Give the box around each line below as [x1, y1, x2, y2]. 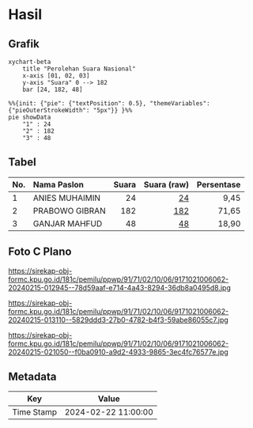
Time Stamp [12, 407, 58, 418]
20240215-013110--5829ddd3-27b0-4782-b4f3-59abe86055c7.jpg [8, 315, 229, 324]
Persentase [196, 179, 241, 190]
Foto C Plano [8, 245, 72, 259]
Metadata [8, 370, 57, 384]
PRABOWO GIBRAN [32, 205, 106, 216]
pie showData [8, 113, 51, 121]
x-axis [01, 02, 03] [22, 72, 90, 80]
